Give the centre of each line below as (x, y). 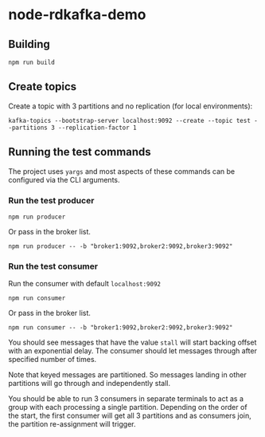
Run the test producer (51, 200)
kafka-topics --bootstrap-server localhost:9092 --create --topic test (129, 120)
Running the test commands (80, 152)
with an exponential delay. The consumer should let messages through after (132, 351)
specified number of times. (53, 360)
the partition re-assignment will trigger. (72, 424)
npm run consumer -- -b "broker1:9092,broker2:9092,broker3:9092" (121, 328)
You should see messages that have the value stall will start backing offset (132, 343)
